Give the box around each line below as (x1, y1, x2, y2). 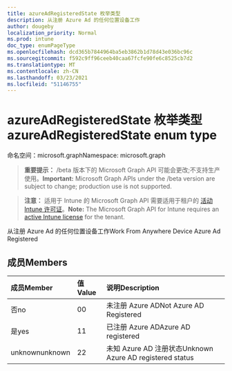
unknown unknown (10, 348, 70, 357)
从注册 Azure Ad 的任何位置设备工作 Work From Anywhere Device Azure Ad (7, 227, 221, 235)
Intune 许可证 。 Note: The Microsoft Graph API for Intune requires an (23, 205, 220, 214)
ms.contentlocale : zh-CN (7, 68, 79, 74)
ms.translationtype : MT (7, 61, 76, 68)
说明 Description (106, 283, 160, 292)
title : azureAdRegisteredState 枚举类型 (7, 10, 121, 17)
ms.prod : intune (7, 36, 54, 43)
